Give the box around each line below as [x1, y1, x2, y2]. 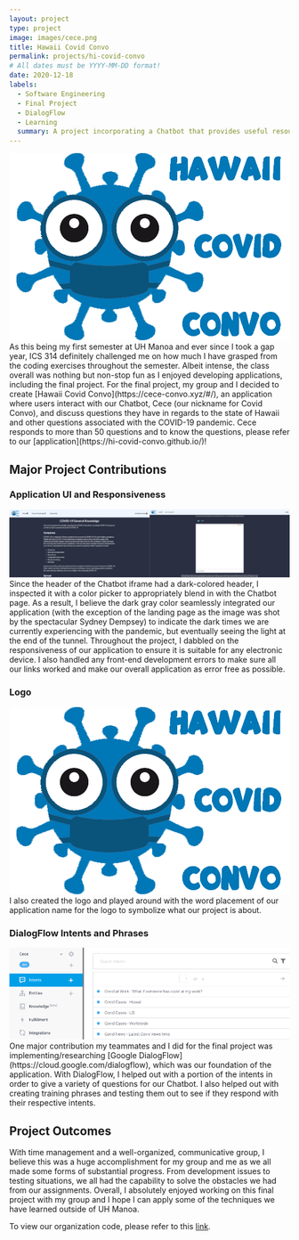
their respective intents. [9, 1097, 96, 1108]
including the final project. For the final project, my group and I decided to [9, 379, 279, 390]
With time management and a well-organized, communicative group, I [9, 1147, 265, 1157]
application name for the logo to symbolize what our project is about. [9, 904, 263, 915]
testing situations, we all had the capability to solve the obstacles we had [9, 1176, 278, 1186]
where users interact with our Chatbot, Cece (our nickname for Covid [9, 398, 263, 409]
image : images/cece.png [9, 33, 98, 42]
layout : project [9, 14, 69, 23]
